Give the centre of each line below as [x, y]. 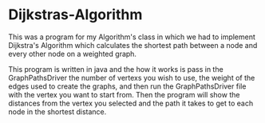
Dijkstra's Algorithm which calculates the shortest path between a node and [133, 45]
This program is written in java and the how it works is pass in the [116, 69]
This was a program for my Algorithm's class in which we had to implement [132, 37]
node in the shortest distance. [57, 111]
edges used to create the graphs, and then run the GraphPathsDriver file [127, 86]
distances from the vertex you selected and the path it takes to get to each [131, 103]
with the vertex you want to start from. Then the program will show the [124, 94]
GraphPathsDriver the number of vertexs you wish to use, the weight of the [132, 77]
